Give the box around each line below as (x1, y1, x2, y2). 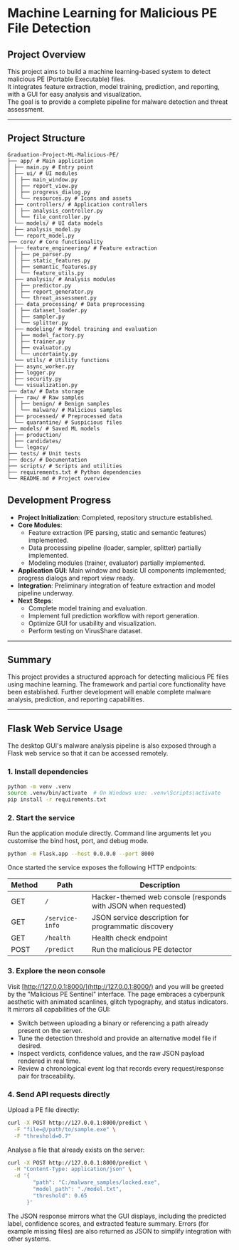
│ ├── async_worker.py (7, 363, 75, 370)
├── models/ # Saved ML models (7, 425, 100, 432)
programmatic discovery (91, 921, 174, 931)
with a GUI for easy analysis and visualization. (7, 90, 142, 98)
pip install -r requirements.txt (7, 796, 107, 803)
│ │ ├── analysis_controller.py (7, 207, 103, 214)
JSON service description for (91, 913, 189, 923)
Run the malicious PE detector (91, 945, 192, 955)
